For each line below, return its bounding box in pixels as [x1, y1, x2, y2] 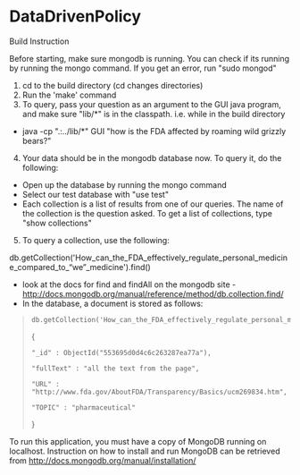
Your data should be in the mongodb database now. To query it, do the [21, 152, 282, 163]
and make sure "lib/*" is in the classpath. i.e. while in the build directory [21, 108, 286, 119]
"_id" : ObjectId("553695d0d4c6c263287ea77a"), [30, 348, 212, 357]
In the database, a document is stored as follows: [21, 298, 204, 309]
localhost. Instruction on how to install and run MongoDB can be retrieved [9, 445, 280, 456]
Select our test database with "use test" [21, 189, 170, 199]
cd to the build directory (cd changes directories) [21, 80, 204, 90]
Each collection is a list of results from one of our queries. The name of [21, 199, 284, 209]
